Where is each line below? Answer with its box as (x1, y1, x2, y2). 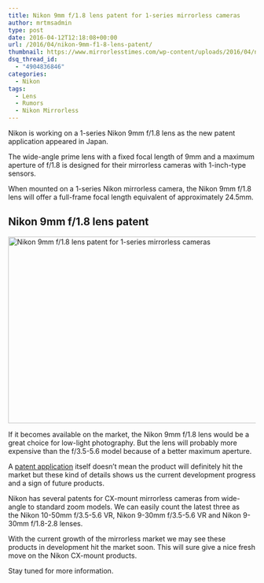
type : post (8, 26, 44, 34)
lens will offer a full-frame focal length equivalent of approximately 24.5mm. (8, 192, 254, 202)
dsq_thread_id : (8, 56, 58, 64)
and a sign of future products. (8, 478, 104, 488)
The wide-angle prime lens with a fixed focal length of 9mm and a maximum (8, 152, 255, 162)
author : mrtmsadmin (8, 19, 72, 27)
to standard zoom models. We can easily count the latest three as (27, 502, 240, 511)
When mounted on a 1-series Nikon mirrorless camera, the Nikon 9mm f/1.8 (8, 184, 251, 193)
